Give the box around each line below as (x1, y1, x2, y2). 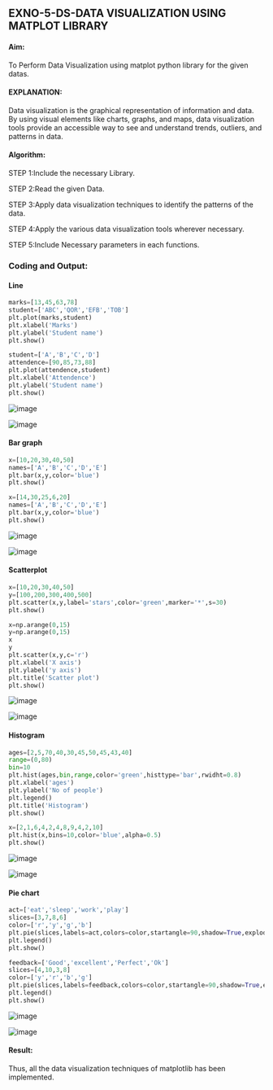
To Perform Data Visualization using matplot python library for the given (8, 60, 249, 70)
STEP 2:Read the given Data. (8, 184, 105, 194)
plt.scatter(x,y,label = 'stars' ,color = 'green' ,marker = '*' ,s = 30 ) (8, 598, 227, 606)
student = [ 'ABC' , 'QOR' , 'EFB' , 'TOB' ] (8, 306, 129, 314)
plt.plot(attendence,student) (8, 366, 111, 374)
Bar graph (8, 438, 43, 448)
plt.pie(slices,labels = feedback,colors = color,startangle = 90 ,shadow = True (8, 981, 260, 990)
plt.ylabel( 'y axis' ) (8, 666, 82, 674)
